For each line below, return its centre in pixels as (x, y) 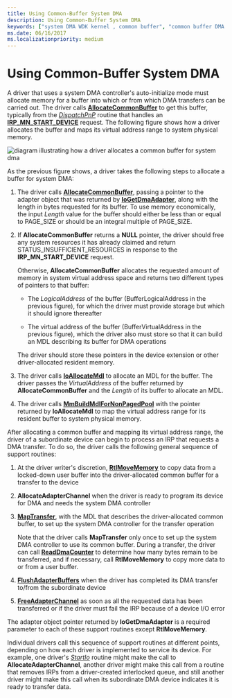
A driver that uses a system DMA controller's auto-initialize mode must (108, 93)
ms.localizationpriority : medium (55, 40)
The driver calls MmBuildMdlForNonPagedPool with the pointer (109, 404)
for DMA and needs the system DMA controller (84, 503)
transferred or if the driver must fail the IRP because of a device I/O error (121, 609)
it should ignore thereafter (65, 313)
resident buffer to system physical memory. (79, 419)
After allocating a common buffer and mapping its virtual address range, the (115, 432)
